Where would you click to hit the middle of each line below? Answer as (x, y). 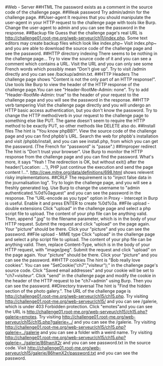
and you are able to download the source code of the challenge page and (79, 48)
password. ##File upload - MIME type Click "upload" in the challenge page (80, 234)
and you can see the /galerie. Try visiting (115, 322)
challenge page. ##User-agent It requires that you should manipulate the (78, 17)
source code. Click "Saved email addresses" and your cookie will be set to (80, 270)
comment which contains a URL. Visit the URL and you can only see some (79, 64)
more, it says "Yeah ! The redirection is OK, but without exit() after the (75, 162)
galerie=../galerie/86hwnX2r (34, 343)
